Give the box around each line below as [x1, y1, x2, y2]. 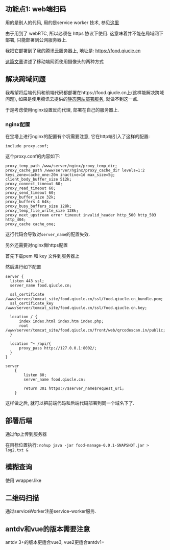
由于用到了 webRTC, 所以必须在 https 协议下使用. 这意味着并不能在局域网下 [5, 30, 163, 36]
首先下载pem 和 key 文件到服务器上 [5, 253, 80, 259]
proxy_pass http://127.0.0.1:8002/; [18, 345, 97, 350]
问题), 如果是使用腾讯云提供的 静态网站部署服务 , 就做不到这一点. [5, 96, 139, 102]
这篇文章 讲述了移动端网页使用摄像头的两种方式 [5, 58, 104, 64]
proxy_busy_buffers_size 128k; [5, 204, 72, 209]
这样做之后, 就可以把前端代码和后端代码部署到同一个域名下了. [5, 400, 135, 406]
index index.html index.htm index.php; [18, 319, 104, 324]
